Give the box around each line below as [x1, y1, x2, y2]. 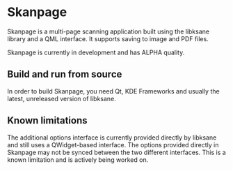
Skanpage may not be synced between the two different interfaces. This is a [7, 148, 226, 156]
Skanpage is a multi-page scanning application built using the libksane [7, 27, 210, 36]
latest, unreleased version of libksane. [7, 94, 116, 103]
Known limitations [7, 114, 88, 126]
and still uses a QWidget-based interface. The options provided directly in [7, 140, 219, 149]
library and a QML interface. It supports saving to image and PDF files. [7, 34, 209, 43]
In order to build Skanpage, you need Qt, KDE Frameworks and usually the [7, 87, 220, 95]
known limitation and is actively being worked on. [7, 155, 149, 164]
